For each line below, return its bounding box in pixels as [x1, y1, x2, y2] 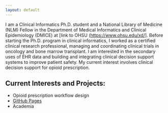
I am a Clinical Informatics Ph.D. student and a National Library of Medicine [5, 21, 163, 27]
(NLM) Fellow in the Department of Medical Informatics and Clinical [5, 26, 147, 33]
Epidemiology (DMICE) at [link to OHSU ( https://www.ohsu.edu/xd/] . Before [5, 32, 163, 38]
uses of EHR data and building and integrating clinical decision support [5, 54, 154, 60]
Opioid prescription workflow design [12, 92, 90, 99]
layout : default [5, 7, 40, 13]
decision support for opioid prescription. [5, 64, 90, 70]
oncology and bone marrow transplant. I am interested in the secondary [5, 48, 156, 54]
